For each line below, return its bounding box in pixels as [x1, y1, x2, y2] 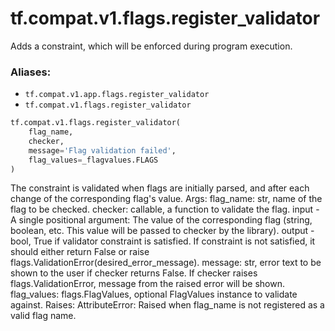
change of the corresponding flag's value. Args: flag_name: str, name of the [10, 193, 323, 205]
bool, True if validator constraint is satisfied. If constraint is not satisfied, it [10, 235, 316, 247]
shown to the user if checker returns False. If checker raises [10, 267, 258, 279]
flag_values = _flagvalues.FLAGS [28, 155, 159, 165]
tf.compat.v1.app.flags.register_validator [24, 90, 210, 100]
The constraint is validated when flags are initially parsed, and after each [10, 182, 310, 194]
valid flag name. [10, 310, 77, 322]
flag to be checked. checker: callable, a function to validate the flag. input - [10, 203, 320, 216]
